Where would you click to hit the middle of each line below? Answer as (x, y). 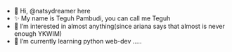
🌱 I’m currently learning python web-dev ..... (78, 41)
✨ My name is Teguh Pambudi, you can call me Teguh (92, 18)
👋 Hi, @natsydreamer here (52, 11)
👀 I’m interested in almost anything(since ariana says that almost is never (119, 26)
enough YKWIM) (38, 34)
